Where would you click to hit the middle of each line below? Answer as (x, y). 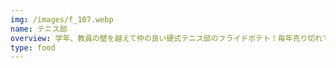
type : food (33, 47)
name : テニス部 (39, 29)
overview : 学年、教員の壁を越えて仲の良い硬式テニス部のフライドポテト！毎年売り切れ (166, 38)
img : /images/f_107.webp (62, 19)
